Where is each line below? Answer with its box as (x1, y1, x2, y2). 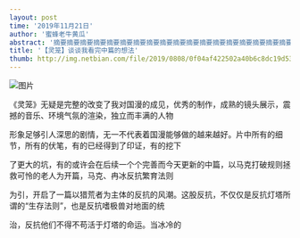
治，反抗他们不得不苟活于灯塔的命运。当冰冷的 (9, 219, 181, 230)
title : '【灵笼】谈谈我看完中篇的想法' (9, 46, 138, 55)
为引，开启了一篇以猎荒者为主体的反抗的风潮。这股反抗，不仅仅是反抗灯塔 (9, 189, 283, 200)
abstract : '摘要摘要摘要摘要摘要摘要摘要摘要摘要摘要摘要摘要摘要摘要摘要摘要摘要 (9, 37, 279, 47)
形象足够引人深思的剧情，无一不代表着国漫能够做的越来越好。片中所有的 (9, 129, 275, 139)
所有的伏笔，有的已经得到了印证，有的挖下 (24, 140, 181, 151)
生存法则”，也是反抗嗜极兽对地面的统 (28, 201, 165, 210)
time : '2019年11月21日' (9, 21, 94, 30)
